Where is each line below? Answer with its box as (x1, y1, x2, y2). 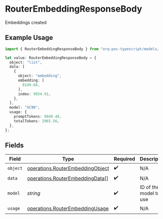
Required (114, 156, 135, 163)
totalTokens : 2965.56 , (14, 118, 60, 124)
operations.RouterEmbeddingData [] (27, 175, 109, 182)
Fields (5, 141, 24, 149)
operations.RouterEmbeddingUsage (27, 205, 109, 212)
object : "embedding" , (17, 73, 62, 78)
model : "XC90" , (9, 105, 40, 110)
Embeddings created (5, 19, 47, 25)
